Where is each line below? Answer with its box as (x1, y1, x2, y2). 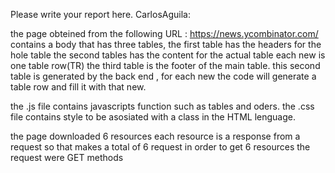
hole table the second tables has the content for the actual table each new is (10, 49, 326, 61)
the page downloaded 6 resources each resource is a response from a (10, 130, 301, 142)
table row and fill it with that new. (10, 81, 147, 93)
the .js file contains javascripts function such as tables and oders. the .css (10, 100, 315, 112)
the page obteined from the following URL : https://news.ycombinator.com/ (10, 28, 319, 39)
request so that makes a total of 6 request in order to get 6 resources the (10, 141, 311, 153)
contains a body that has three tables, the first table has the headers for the (10, 39, 322, 50)
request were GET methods (10, 152, 124, 163)
